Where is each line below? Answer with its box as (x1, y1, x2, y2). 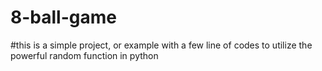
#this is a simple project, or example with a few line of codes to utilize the (10, 39, 313, 51)
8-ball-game (10, 6, 117, 29)
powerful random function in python (10, 49, 159, 61)
